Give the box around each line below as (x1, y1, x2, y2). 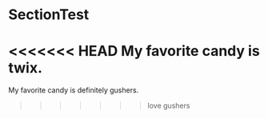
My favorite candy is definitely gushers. (8, 85, 139, 95)
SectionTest (8, 6, 90, 24)
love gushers (147, 101, 190, 111)
